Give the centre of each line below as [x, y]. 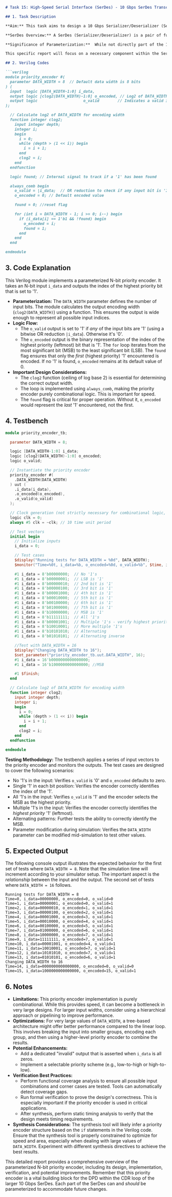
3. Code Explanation [38, 268]
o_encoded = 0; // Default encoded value [59, 196]
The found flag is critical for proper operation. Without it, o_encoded [91, 399]
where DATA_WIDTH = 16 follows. [39, 885]
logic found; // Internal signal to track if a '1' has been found [83, 177]
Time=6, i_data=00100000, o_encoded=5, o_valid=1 [59, 926]
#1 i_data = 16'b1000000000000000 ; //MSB [59, 664]
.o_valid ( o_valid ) [34, 499]
